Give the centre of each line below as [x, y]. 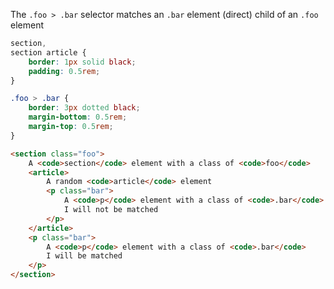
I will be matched [84, 256]
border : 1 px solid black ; [82, 62]
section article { [48, 52]
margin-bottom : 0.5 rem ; [78, 117]
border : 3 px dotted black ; [84, 108]
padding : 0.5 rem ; [64, 71]
